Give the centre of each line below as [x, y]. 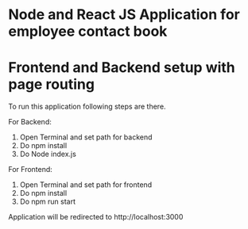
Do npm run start [48, 202]
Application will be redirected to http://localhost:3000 [96, 217]
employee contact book [88, 31]
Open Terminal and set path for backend [86, 137]
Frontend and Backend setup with [122, 68]
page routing [52, 84]
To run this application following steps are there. [87, 107]
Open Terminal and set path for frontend [86, 185]
